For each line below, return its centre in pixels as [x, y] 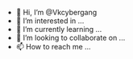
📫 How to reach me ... [53, 47]
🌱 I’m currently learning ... [59, 29]
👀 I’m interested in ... [50, 21]
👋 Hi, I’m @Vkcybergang [56, 12]
